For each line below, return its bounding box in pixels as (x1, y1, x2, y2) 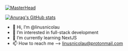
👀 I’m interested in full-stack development (12, 29, 98, 35)
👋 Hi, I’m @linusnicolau (12, 24, 60, 30)
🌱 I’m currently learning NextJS (12, 35, 77, 40)
